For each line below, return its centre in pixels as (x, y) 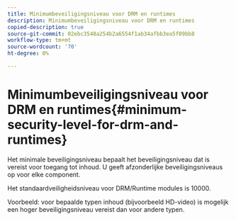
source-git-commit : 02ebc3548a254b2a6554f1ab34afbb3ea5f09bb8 (101, 34)
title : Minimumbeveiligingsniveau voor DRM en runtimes (91, 14)
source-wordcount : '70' (43, 47)
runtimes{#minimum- (122, 110)
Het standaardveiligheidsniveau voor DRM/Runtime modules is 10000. (109, 188)
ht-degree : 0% (28, 54)
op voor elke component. (44, 174)
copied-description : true (45, 27)
